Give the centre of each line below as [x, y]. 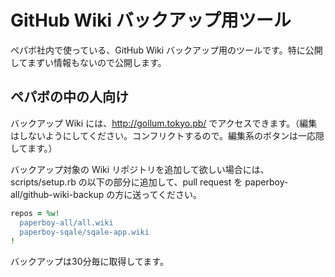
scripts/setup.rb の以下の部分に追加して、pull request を [126, 182]
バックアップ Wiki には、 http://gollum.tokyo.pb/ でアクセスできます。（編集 [164, 123]
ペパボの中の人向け [69, 97]
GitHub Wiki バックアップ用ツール [151, 20]
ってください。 [172, 194]
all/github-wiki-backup [57, 194]
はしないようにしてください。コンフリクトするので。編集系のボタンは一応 [163, 135]
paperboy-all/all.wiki [66, 222]
